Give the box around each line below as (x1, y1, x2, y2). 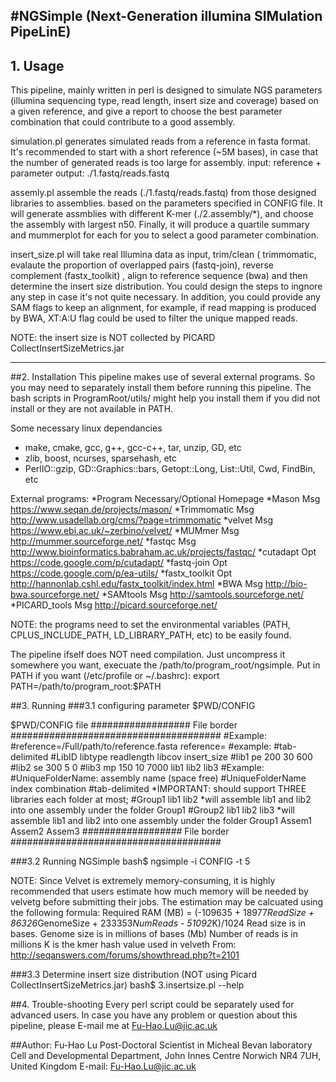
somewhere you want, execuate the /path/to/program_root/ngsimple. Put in (10, 659, 321, 671)
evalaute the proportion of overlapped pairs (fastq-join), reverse (10, 259, 274, 271)
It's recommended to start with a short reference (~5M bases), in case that (10, 146, 318, 158)
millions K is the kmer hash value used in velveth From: (10, 939, 237, 951)
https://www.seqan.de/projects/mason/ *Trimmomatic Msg (10, 504, 255, 516)
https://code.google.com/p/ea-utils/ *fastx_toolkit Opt (10, 567, 233, 579)
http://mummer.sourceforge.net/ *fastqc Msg (10, 535, 197, 548)
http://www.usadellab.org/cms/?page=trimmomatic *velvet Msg (10, 514, 273, 526)
